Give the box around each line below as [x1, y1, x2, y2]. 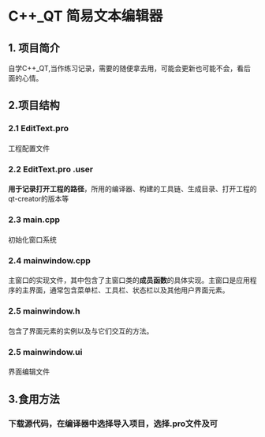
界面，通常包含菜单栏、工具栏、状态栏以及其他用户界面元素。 [28, 285, 230, 295]
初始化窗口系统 [8, 235, 57, 244]
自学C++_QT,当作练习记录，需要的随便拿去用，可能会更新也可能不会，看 [8, 64, 244, 73]
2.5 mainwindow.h [8, 306, 80, 317]
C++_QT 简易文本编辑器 [8, 7, 163, 25]
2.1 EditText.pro [8, 123, 69, 134]
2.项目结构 [8, 99, 61, 112]
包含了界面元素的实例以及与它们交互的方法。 [8, 326, 154, 336]
